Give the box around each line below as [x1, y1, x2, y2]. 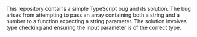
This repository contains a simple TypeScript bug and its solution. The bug [6, 5, 191, 12]
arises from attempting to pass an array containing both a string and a [6, 11, 180, 18]
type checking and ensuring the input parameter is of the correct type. [6, 24, 182, 31]
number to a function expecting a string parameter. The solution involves [6, 18, 187, 24]
